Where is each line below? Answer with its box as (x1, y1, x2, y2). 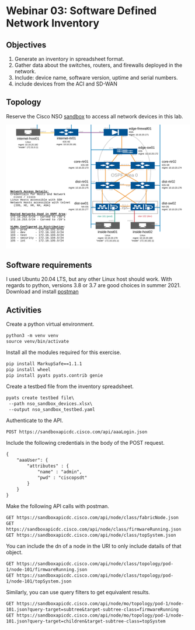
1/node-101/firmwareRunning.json (6, 567, 88, 573)
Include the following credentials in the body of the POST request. (6, 440, 165, 447)
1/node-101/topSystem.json (6, 578, 72, 584)
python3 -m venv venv (6, 333, 59, 339)
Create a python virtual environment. (6, 321, 95, 328)
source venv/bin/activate (6, 339, 69, 345)
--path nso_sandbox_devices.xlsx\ (8, 401, 93, 407)
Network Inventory (6, 16, 100, 30)
